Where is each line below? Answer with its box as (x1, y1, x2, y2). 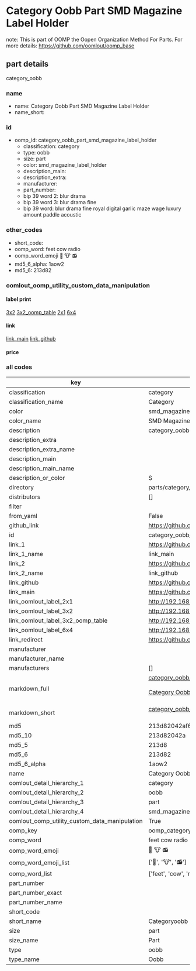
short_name (9, 917, 42, 925)
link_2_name (9, 569, 44, 577)
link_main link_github (6, 335, 57, 342)
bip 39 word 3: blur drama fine (23, 199, 97, 206)
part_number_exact (9, 888, 62, 897)
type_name (9, 955, 40, 963)
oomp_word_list (9, 869, 52, 877)
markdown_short (9, 708, 55, 716)
